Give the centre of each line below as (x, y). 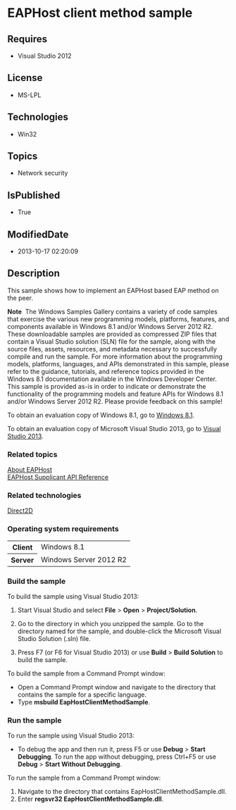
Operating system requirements (63, 529)
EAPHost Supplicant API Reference (58, 478)
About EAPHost (30, 470)
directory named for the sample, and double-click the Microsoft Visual (119, 631)
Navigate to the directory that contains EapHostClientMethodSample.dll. (122, 792)
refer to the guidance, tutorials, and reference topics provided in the (106, 371)
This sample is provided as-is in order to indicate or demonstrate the (107, 386)
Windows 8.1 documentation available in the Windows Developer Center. (112, 379)
